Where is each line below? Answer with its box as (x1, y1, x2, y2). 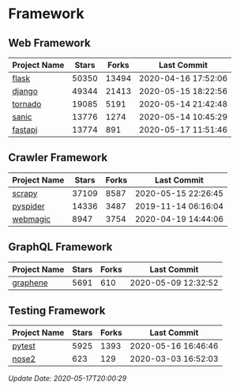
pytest (12, 340, 36, 352)
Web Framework (8, 36, 91, 50)
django (12, 86, 38, 96)
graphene (12, 277, 49, 288)
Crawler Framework (8, 151, 108, 164)
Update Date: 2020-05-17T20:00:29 (8, 374, 127, 383)
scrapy (12, 187, 38, 198)
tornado (12, 99, 42, 109)
